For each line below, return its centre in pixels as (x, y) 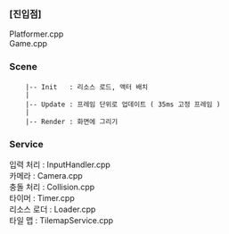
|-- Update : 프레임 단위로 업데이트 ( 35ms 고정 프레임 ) (123, 104)
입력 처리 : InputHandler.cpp (60, 164)
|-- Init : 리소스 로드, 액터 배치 (87, 87)
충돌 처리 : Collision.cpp (52, 187)
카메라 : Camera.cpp (46, 175)
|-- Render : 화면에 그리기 (72, 121)
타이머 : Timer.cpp (42, 197)
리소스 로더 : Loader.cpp (53, 209)
